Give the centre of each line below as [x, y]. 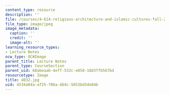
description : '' [22, 15]
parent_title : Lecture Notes [36, 61]
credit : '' [21, 38]
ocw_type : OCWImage [26, 57]
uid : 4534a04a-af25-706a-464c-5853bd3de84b [52, 84]
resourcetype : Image [27, 75]
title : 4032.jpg [22, 80]
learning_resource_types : [32, 47]
